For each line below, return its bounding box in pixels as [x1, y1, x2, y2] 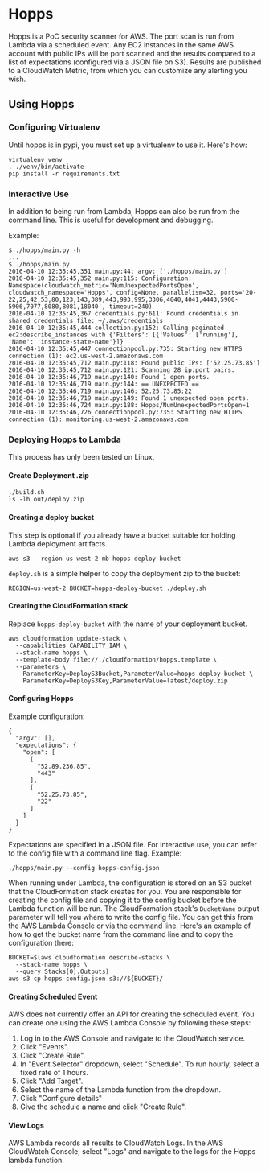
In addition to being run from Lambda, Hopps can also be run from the [8, 206, 240, 216]
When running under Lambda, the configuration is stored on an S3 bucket [8, 878, 252, 888]
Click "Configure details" [19, 1094, 103, 1103]
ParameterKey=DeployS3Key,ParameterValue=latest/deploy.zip [22, 677, 228, 685]
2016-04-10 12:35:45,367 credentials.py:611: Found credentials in [8, 309, 239, 318]
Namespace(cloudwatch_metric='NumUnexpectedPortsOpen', [8, 281, 199, 290]
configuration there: [8, 938, 75, 948]
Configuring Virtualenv [8, 122, 100, 133]
